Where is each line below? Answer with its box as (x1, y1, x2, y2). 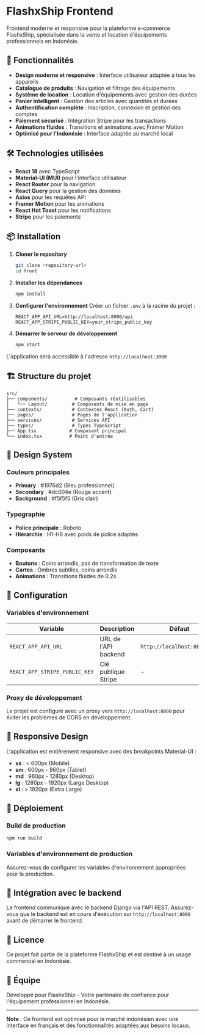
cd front (15, 268, 38, 274)
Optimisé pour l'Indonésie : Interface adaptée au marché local (15, 129, 173, 137)
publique (99, 667, 125, 676)
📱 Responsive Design (6, 732, 88, 742)
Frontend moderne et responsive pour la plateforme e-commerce (6, 24, 171, 32)
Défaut (169, 624, 190, 633)
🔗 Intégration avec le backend (6, 888, 122, 898)
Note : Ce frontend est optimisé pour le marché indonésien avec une (6, 1015, 179, 1023)
